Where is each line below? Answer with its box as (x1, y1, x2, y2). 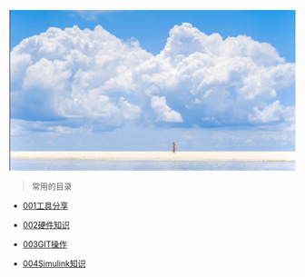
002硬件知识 (22, 219, 70, 230)
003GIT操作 (22, 238, 68, 250)
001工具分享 (22, 200, 69, 211)
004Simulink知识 (22, 258, 86, 269)
